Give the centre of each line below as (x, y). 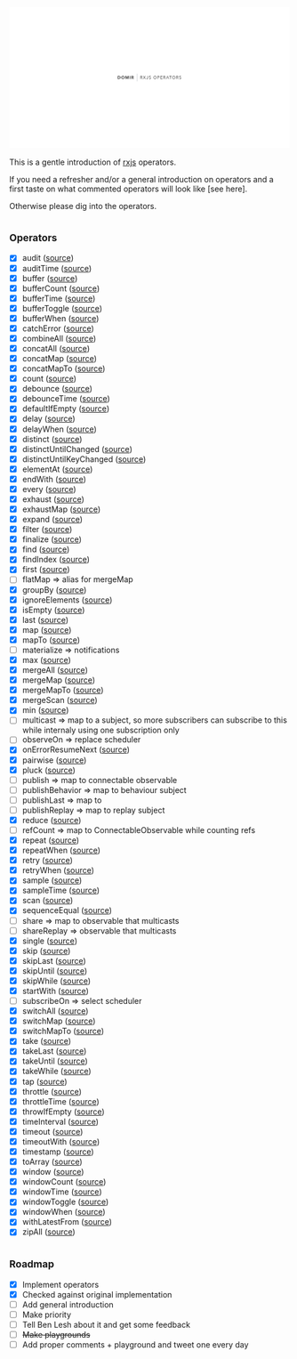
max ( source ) (46, 659)
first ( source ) (46, 570)
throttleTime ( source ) (60, 1101)
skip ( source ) (46, 950)
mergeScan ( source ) (60, 700)
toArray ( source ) (52, 1162)
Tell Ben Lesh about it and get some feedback (106, 1324)
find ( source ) (46, 549)
